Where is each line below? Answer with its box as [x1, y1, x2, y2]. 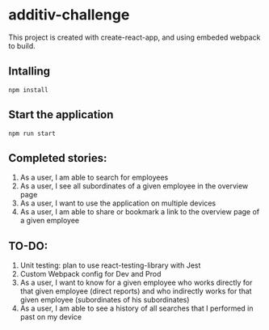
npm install [8, 86, 48, 94]
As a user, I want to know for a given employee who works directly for [19, 277, 253, 288]
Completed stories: [8, 151, 107, 165]
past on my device [19, 312, 82, 322]
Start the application [8, 108, 114, 122]
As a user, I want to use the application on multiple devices [19, 198, 216, 208]
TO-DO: [8, 239, 48, 252]
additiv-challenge [8, 6, 130, 24]
